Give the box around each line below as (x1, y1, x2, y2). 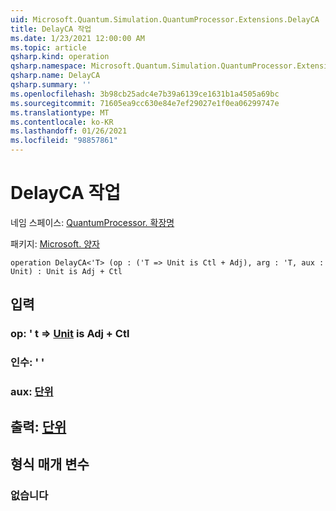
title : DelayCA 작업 (10, 24, 92, 34)
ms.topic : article (10, 42, 87, 53)
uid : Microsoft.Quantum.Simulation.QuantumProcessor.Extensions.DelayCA (10, 14, 320, 25)
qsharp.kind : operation (10, 52, 110, 62)
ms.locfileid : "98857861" (10, 136, 118, 146)
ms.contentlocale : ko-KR (10, 117, 114, 127)
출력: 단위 (10, 419, 67, 436)
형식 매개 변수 (10, 456, 90, 473)
